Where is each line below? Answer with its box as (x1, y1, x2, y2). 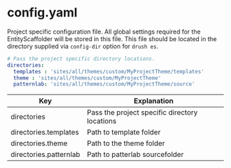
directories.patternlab (10, 149, 80, 159)
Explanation (133, 96, 174, 106)
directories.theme (10, 139, 68, 148)
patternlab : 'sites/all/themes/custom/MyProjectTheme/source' (13, 81, 195, 88)
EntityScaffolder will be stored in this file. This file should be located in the (7, 34, 217, 43)
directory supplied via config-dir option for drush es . (7, 42, 159, 50)
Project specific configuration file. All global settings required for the (7, 27, 201, 36)
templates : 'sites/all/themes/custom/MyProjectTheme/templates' (13, 68, 205, 75)
